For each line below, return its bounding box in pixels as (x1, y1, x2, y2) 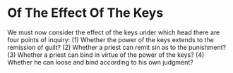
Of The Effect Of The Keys (7, 5, 164, 21)
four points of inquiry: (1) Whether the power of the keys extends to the (7, 35, 214, 44)
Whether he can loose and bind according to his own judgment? (7, 58, 193, 66)
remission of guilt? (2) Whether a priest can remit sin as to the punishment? (7, 43, 227, 51)
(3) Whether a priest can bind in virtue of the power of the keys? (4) (7, 51, 205, 59)
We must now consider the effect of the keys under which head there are (7, 28, 220, 36)
